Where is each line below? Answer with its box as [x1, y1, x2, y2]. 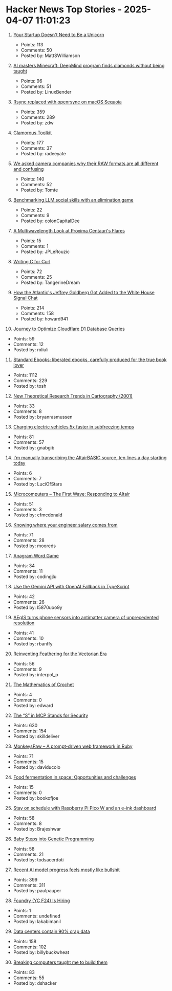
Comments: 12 [13, 341, 44, 347]
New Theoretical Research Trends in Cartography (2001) [13, 392, 133, 399]
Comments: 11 [13, 568, 43, 574]
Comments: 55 [13, 975, 45, 981]
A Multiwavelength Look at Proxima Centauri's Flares [13, 227, 125, 233]
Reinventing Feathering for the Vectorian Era [13, 651, 107, 657]
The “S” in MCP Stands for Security [13, 712, 89, 718]
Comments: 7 [13, 475, 42, 481]
